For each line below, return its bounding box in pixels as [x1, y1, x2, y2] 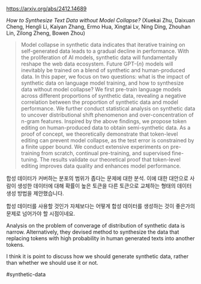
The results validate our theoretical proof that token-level [40, 156, 181, 163]
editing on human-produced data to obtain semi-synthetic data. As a [20, 124, 191, 131]
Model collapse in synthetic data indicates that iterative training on [20, 41, 185, 48]
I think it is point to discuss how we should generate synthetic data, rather [6, 253, 189, 260]
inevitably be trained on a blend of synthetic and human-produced [20, 67, 185, 74]
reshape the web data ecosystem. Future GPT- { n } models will [20, 60, 173, 67]
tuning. [20, 156, 39, 163]
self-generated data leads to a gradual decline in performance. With [20, 47, 189, 55]
